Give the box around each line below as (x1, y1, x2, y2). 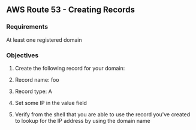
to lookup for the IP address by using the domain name (14, 117, 151, 124)
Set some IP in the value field (14, 99, 87, 106)
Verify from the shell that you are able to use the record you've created (14, 110, 191, 118)
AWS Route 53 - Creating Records (6, 5, 135, 15)
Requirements (6, 23, 49, 31)
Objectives (6, 51, 39, 59)
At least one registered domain (6, 36, 82, 44)
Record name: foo (14, 76, 59, 83)
